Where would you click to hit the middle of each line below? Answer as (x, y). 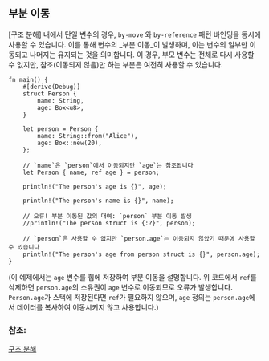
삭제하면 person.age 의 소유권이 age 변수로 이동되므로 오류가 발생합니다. (120, 287)
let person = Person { (61, 129)
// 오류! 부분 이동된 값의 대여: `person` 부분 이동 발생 (107, 216)
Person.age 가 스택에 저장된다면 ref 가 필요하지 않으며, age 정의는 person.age (129, 297)
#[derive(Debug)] (52, 87)
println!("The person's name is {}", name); (98, 201)
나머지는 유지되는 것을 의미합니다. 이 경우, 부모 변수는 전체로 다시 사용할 (142, 55)
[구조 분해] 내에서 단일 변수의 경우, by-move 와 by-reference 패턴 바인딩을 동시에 (134, 34)
